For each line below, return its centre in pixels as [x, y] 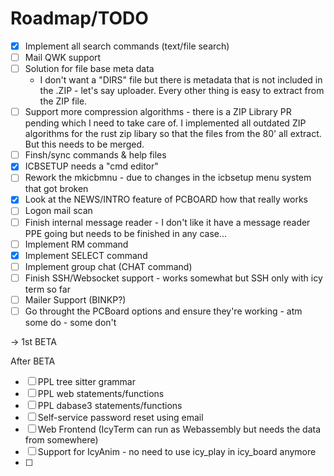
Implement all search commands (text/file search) [127, 46]
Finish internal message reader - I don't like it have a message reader [167, 222]
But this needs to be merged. [84, 144]
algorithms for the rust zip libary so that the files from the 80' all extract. [173, 134]
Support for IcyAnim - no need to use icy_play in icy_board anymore [177, 451]
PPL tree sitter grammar [86, 381]
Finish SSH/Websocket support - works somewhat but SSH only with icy [173, 278]
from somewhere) [61, 439]
